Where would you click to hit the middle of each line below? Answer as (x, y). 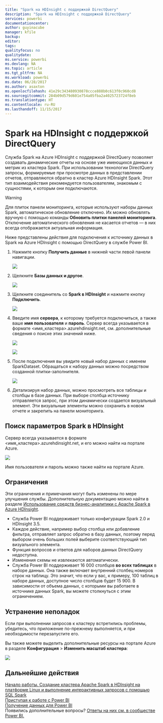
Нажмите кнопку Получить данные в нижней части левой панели (81, 252)
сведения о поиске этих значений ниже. (54, 333)
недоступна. (25, 555)
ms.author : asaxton (25, 86)
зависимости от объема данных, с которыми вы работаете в (75, 586)
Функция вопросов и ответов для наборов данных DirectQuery (77, 550)
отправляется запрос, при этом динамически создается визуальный (84, 400)
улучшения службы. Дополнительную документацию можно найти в (77, 499)
